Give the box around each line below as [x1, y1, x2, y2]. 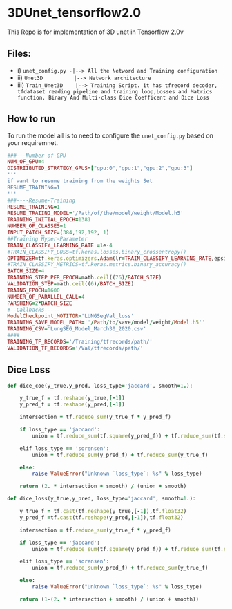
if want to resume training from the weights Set [7, 178, 153, 185]
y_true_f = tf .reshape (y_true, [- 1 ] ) [19, 395, 126, 402]
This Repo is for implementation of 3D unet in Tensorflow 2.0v [7, 28, 184, 36]
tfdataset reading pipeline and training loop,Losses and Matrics [17, 88, 213, 95]
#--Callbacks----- [7, 306, 60, 313]
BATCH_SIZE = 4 [7, 268, 45, 274]
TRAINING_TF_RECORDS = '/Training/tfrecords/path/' [7, 338, 153, 345]
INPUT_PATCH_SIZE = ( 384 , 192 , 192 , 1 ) [7, 229, 110, 236]
